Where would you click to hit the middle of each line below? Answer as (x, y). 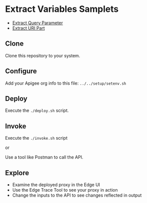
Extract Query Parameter (37, 23)
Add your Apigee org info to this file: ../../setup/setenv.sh (66, 83)
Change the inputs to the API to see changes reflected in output (77, 195)
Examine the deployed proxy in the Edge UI (56, 185)
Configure (21, 71)
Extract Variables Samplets (62, 9)
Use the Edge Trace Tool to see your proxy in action (65, 190)
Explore (17, 173)
